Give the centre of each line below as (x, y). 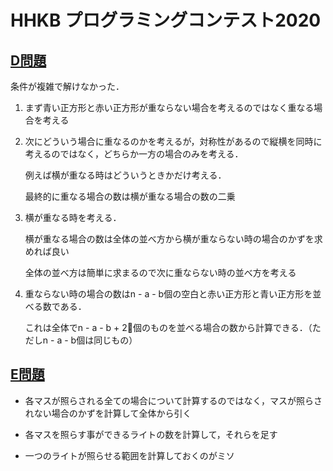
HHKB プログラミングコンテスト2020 (166, 20)
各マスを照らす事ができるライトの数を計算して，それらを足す (151, 434)
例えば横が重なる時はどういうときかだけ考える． (125, 175)
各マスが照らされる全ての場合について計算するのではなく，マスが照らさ (173, 400)
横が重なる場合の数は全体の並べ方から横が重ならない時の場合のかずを (169, 239)
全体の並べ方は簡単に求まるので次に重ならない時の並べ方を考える (160, 272)
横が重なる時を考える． (73, 217)
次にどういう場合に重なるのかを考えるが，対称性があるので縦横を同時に (173, 141)
